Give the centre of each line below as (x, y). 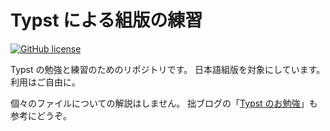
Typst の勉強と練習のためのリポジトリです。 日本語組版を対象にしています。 (168, 69)
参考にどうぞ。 (41, 115)
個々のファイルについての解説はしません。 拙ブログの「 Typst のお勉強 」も (164, 103)
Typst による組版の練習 (106, 20)
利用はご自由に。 (45, 82)
